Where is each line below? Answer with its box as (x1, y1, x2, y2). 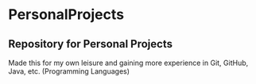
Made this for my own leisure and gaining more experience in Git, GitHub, (8, 58, 249, 67)
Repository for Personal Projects (8, 37, 173, 51)
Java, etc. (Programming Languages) (8, 67, 130, 76)
